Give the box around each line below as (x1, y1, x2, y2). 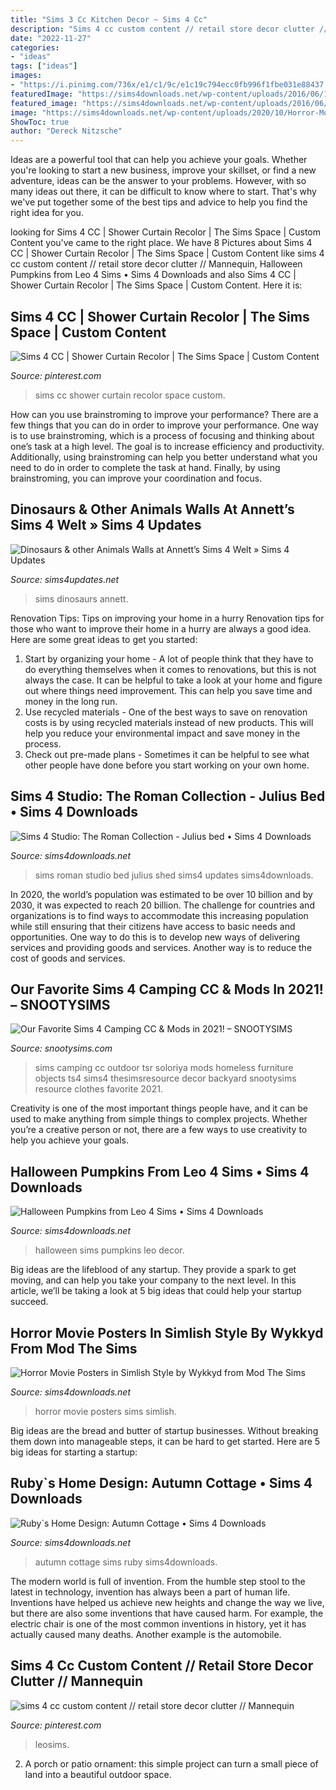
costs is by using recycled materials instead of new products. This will (24, 716, 314, 728)
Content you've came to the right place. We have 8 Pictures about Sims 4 (10, 237, 313, 249)
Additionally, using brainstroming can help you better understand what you (10, 451, 318, 463)
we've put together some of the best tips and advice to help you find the (10, 196, 308, 208)
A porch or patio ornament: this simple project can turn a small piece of (24, 1757, 319, 1770)
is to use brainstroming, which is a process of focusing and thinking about (10, 429, 315, 441)
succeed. (10, 1296, 49, 1308)
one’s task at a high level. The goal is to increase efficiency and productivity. (10, 440, 325, 452)
